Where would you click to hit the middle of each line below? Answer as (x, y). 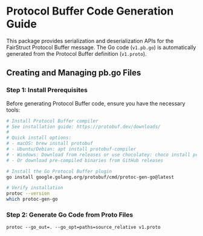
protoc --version (28, 194)
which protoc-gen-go (32, 199)
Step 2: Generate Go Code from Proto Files (70, 215)
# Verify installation (35, 188)
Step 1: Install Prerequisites (47, 90)
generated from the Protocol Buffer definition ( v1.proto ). (76, 53)
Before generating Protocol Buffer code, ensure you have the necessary (96, 103)
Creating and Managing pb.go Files (74, 73)
